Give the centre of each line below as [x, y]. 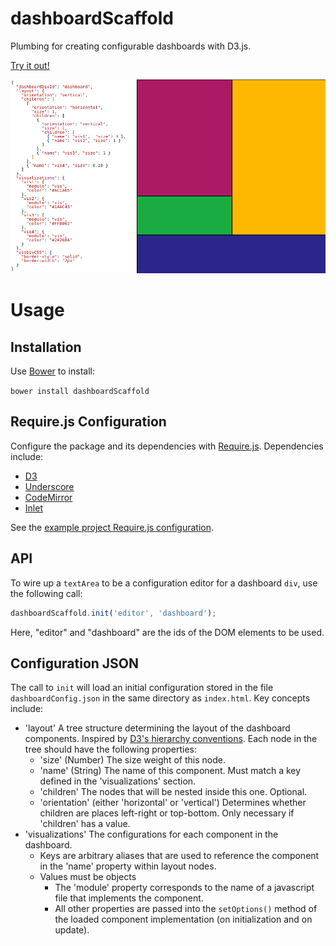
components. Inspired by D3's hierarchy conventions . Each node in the [171, 739]
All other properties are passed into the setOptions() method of [186, 909]
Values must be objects [88, 877]
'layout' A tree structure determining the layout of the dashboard [157, 728]
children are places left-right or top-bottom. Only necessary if [167, 813]
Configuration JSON [75, 663]
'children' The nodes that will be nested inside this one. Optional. [173, 792]
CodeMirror [48, 497]
